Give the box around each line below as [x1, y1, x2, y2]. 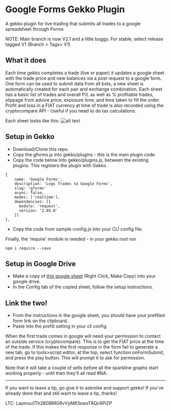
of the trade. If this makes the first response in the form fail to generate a [5, 344, 158, 350]
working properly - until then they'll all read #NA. [5, 370, 108, 376]
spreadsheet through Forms [5, 26, 64, 32]
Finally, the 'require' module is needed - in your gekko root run [5, 236, 136, 242]
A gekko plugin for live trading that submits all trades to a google [5, 20, 141, 27]
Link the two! [5, 299, 47, 307]
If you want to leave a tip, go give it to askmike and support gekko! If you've [5, 385, 164, 391]
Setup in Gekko [5, 132, 55, 141]
